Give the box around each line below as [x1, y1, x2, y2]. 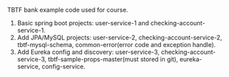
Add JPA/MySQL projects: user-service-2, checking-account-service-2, [17, 33, 223, 42]
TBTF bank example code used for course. [7, 6, 129, 14]
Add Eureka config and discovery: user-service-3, [17, 48, 160, 56]
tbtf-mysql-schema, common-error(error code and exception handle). [17, 41, 216, 48]
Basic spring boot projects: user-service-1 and [17, 19, 150, 27]
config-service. [41, 63, 86, 70]
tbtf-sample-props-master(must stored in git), [48, 55, 179, 63]
